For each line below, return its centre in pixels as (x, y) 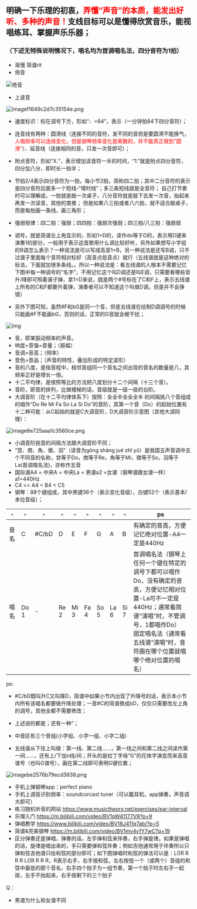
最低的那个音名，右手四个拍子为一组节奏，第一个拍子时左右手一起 (105, 868)
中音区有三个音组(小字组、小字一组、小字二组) (71, 735)
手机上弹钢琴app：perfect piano (53, 787)
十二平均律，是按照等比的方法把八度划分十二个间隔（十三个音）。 (93, 382)
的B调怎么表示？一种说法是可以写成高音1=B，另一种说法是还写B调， (97, 250)
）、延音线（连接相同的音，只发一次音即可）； (76, 148)
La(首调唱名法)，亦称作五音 (47, 465)
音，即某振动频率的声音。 (45, 338)
